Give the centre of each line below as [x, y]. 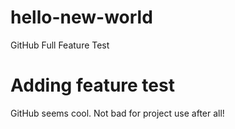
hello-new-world [81, 17]
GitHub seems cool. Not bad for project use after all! [117, 113]
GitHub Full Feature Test [60, 45]
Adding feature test [92, 85]
